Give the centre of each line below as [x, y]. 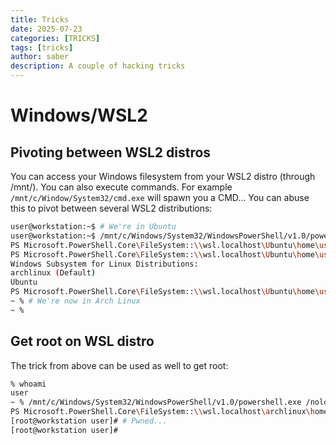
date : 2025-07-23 [46, 29]
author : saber [40, 57]
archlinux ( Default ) [53, 273]
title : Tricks [40, 19]
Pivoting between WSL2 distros [111, 152]
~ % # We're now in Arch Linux [75, 301]
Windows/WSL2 [79, 115]
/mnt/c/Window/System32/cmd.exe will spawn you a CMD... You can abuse [160, 197]
